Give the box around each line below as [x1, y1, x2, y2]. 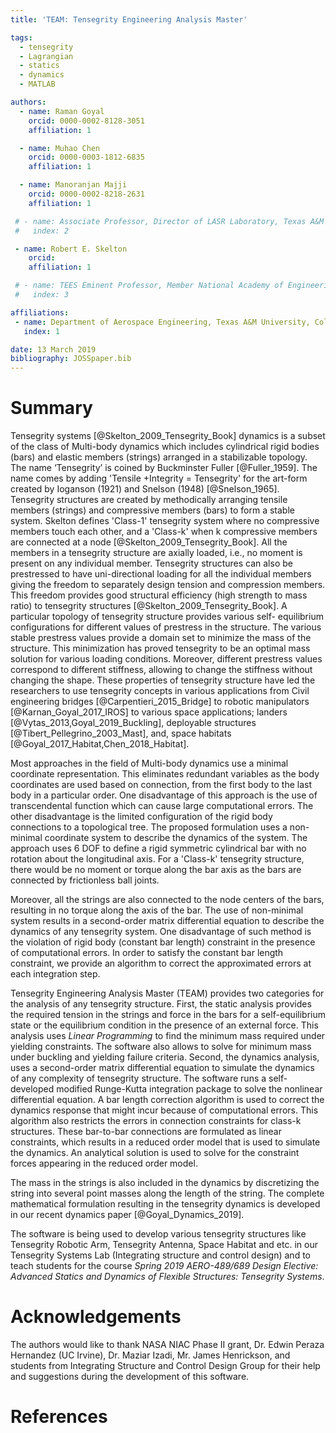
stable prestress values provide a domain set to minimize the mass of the [10, 632, 312, 644]
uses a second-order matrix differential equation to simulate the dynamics [10, 1062, 315, 1074]
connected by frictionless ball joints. [10, 874, 160, 886]
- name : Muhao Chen [19, 143, 101, 153]
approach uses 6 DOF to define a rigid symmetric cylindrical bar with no [10, 842, 307, 855]
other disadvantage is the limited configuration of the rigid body [10, 811, 273, 823]
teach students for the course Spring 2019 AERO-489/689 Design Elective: [10, 1260, 319, 1272]
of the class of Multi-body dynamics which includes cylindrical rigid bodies [10, 441, 320, 453]
